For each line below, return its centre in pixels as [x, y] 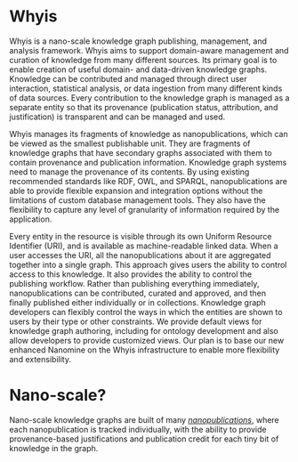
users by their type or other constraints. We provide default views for [136, 321]
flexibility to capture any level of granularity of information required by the [145, 209]
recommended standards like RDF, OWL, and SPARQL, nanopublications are [148, 181]
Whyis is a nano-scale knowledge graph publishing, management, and [138, 41]
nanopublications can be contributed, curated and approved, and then [138, 293]
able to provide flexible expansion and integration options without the [136, 190]
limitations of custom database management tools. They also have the [137, 200]
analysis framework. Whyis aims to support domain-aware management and [149, 50]
